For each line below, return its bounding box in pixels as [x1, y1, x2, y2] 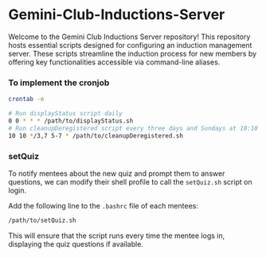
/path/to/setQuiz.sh [8, 216, 77, 224]
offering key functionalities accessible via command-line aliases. [8, 57, 221, 67]
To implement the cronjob [8, 77, 110, 88]
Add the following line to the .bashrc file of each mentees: [8, 201, 199, 210]
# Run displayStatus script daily [8, 110, 123, 118]
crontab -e [8, 95, 45, 103]
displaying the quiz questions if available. [8, 239, 143, 248]
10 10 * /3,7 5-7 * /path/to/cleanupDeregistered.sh [8, 131, 183, 140]
